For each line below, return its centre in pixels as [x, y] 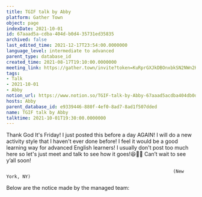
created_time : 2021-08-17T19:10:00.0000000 [62, 62]
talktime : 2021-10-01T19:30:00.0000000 [56, 118]
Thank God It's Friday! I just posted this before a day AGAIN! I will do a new [99, 135]
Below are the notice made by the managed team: [68, 188]
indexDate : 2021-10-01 [35, 29]
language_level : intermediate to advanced [60, 51]
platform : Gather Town [35, 17]
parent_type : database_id [38, 56]
